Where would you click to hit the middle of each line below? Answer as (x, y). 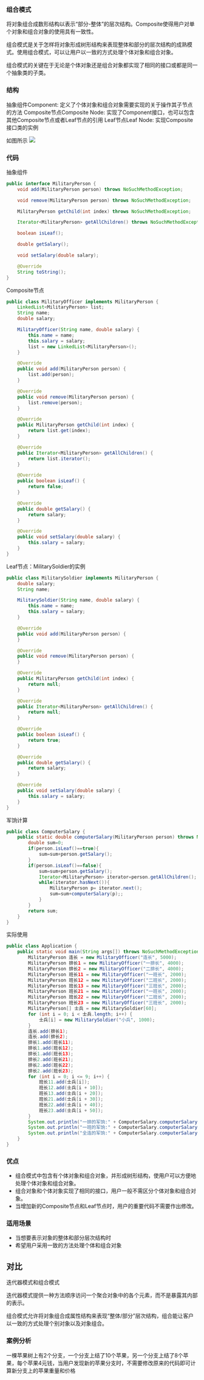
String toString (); (42, 272)
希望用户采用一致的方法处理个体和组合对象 (68, 1245)
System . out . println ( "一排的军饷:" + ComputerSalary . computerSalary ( (114, 1122)
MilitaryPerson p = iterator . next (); (96, 888)
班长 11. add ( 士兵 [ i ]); (64, 1082)
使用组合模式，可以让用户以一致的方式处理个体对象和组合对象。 (97, 52)
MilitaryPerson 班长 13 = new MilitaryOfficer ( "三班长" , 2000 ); (107, 986)
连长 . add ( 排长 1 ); (48, 1031)
